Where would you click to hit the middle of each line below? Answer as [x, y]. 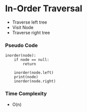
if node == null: [32, 60]
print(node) [26, 77]
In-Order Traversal [44, 9]
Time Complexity [26, 94]
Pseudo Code [22, 45]
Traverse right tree [31, 32]
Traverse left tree [30, 22]
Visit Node [23, 27]
